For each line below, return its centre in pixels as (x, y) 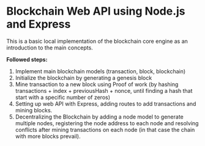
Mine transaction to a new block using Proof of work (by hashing (97, 84)
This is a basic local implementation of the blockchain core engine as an (97, 41)
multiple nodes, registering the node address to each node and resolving (107, 123)
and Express (39, 24)
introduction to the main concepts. (50, 48)
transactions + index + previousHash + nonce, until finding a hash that (104, 90)
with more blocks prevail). (48, 136)
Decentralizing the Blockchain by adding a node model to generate (99, 117)
